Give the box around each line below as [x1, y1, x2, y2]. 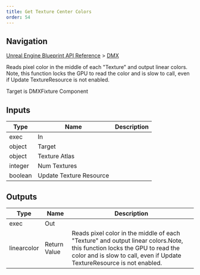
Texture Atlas [37, 152, 75, 161]
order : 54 [6, 14, 31, 20]
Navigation [6, 36, 48, 46]
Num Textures [37, 162, 77, 170]
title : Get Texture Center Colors [6, 8, 92, 15]
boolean [9, 171, 32, 180]
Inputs [6, 105, 31, 115]
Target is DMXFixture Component [6, 87, 88, 95]
